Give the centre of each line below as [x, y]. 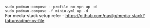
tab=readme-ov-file [25, 21]
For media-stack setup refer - [35, 16]
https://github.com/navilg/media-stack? [105, 16]
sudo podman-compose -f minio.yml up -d [47, 11]
